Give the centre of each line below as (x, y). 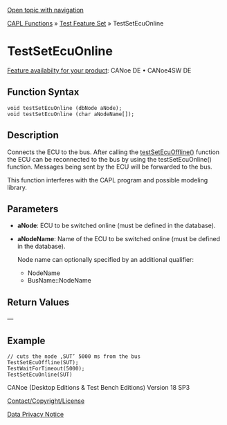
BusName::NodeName (59, 281)
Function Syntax (43, 92)
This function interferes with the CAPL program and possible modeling (108, 180)
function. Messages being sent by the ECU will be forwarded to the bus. (110, 167)
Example (26, 340)
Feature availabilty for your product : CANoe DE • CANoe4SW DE (99, 70)
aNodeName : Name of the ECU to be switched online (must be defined (118, 239)
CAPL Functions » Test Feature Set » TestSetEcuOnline (85, 23)
